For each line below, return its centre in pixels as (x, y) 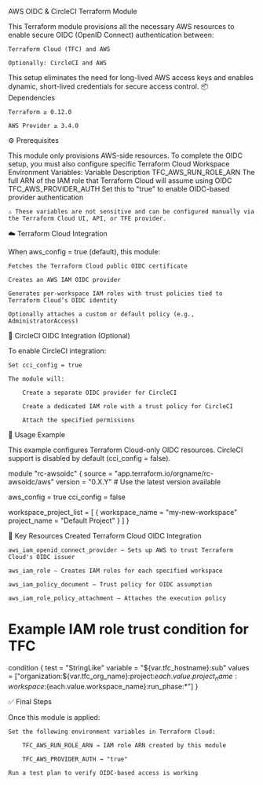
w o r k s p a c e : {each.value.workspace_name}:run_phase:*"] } (103, 686)
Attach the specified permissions (79, 420)
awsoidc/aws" (31, 482)
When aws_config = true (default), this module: (84, 252)
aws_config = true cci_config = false (67, 497)
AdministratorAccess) (44, 321)
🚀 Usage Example (37, 434)
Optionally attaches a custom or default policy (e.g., (101, 314)
